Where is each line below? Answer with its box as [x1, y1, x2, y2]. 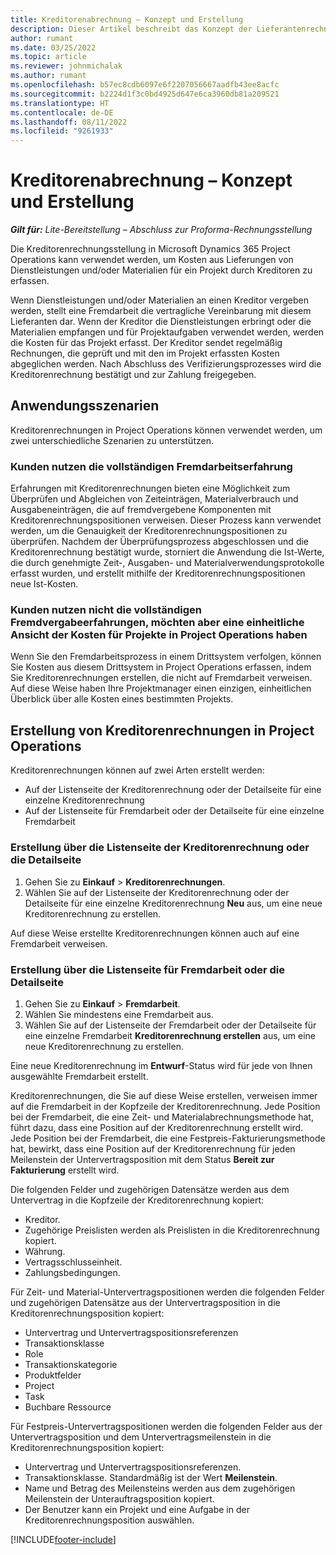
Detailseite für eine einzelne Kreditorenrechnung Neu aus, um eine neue [24, 897, 323, 909]
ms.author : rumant [10, 71, 87, 81]
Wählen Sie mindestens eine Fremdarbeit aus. [24, 1008, 214, 1020]
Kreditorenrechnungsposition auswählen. [24, 1514, 195, 1526]
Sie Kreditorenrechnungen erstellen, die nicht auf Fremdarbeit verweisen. [10, 672, 313, 684]
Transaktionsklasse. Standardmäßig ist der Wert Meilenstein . [24, 1471, 278, 1483]
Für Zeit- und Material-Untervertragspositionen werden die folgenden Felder [10, 1286, 325, 1298]
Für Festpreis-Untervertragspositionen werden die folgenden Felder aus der [10, 1420, 323, 1432]
